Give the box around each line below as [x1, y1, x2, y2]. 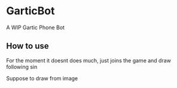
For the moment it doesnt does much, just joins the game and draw [6, 56, 172, 64]
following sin [6, 63, 38, 70]
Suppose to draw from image [6, 74, 78, 81]
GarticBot [6, 4, 55, 18]
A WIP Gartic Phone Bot [6, 24, 65, 31]
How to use [6, 41, 49, 51]
